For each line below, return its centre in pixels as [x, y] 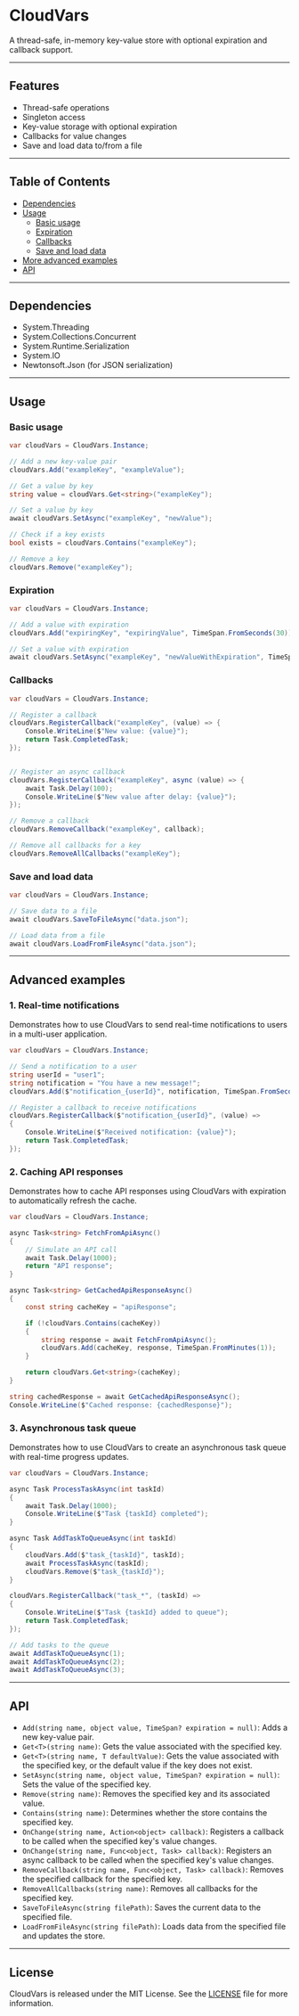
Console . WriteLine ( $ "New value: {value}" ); [107, 732]
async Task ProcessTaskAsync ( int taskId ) [87, 1489]
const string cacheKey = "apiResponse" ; [101, 1307]
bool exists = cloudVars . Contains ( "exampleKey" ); [103, 543]
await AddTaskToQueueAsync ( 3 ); [67, 1670]
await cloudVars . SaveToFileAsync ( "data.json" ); [99, 919]
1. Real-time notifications [65, 1005]
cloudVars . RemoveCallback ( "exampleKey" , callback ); [107, 830]
